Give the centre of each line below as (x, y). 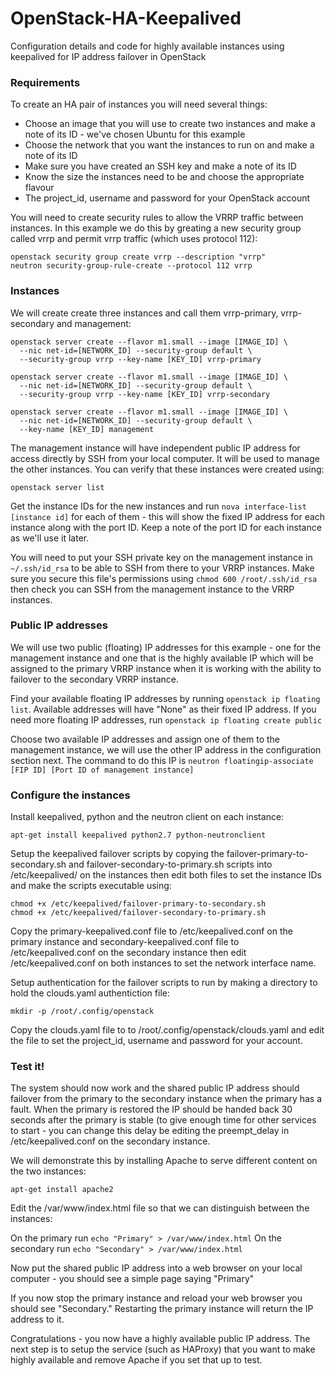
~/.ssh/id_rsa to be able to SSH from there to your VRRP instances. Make (162, 568)
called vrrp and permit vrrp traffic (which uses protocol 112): (134, 239)
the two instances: (48, 1171)
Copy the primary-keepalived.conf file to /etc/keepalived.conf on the (151, 931)
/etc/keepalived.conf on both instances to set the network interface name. (163, 963)
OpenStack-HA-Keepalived (126, 18)
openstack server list (57, 487)
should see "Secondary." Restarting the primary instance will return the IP (162, 1309)
